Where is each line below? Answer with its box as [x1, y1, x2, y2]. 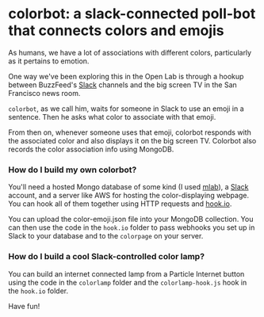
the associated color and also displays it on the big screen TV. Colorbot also [8, 136, 257, 145]
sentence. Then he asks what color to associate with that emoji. [8, 112, 216, 121]
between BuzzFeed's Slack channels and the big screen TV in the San [8, 80, 238, 90]
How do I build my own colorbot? [8, 164, 137, 175]
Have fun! [8, 301, 40, 311]
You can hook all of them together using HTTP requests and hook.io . [8, 199, 232, 208]
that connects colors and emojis [8, 21, 224, 40]
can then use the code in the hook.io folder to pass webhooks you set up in [8, 223, 255, 232]
